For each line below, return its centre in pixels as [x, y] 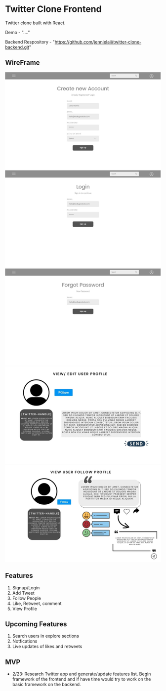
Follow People [26, 598]
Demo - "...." [18, 32]
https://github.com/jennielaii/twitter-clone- [98, 42]
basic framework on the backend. [46, 685]
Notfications [25, 641]
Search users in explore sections [45, 636]
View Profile [24, 609]
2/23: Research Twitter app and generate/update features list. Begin [82, 674]
